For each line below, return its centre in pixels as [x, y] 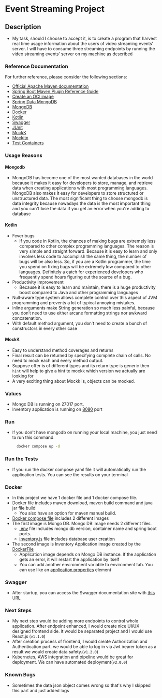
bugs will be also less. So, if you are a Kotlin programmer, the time [85, 261]
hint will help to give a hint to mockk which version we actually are [79, 371]
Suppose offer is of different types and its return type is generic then [81, 365]
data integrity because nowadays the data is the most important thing [81, 203]
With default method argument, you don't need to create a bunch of [80, 323]
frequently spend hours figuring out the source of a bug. [75, 277]
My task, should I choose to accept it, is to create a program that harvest [84, 38]
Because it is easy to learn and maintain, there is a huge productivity [87, 287]
